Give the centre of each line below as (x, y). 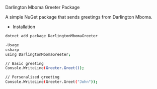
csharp (12, 50)
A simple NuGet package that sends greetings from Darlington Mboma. (79, 17)
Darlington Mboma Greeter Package (43, 7)
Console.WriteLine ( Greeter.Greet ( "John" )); (52, 82)
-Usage (12, 45)
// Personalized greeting (32, 77)
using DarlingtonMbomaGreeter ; (38, 54)
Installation (24, 27)
